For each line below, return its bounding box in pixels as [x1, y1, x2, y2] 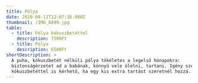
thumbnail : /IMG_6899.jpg [6, 19, 70, 25]
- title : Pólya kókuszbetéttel [11, 30, 88, 36]
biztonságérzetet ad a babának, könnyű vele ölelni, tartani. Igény [11, 63, 183, 69]
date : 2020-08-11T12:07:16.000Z [6, 14, 85, 20]
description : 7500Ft [16, 36, 67, 41]
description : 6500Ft [16, 47, 67, 53]
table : [6, 25, 22, 31]
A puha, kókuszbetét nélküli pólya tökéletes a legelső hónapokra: [11, 57, 181, 63]
